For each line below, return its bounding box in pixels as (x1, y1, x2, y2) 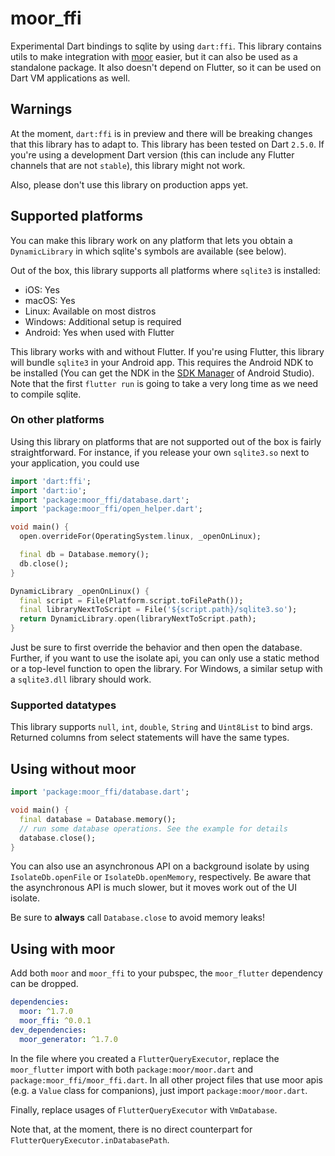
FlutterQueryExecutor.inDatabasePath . (10, 1133, 170, 1146)
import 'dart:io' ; (10, 485, 87, 496)
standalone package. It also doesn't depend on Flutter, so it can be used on (10, 61, 322, 73)
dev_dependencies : (10, 1025, 87, 1035)
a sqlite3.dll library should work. (10, 673, 152, 686)
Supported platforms (10, 208, 143, 225)
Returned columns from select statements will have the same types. (10, 732, 290, 744)
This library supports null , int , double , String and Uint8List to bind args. (10, 721, 313, 733)
